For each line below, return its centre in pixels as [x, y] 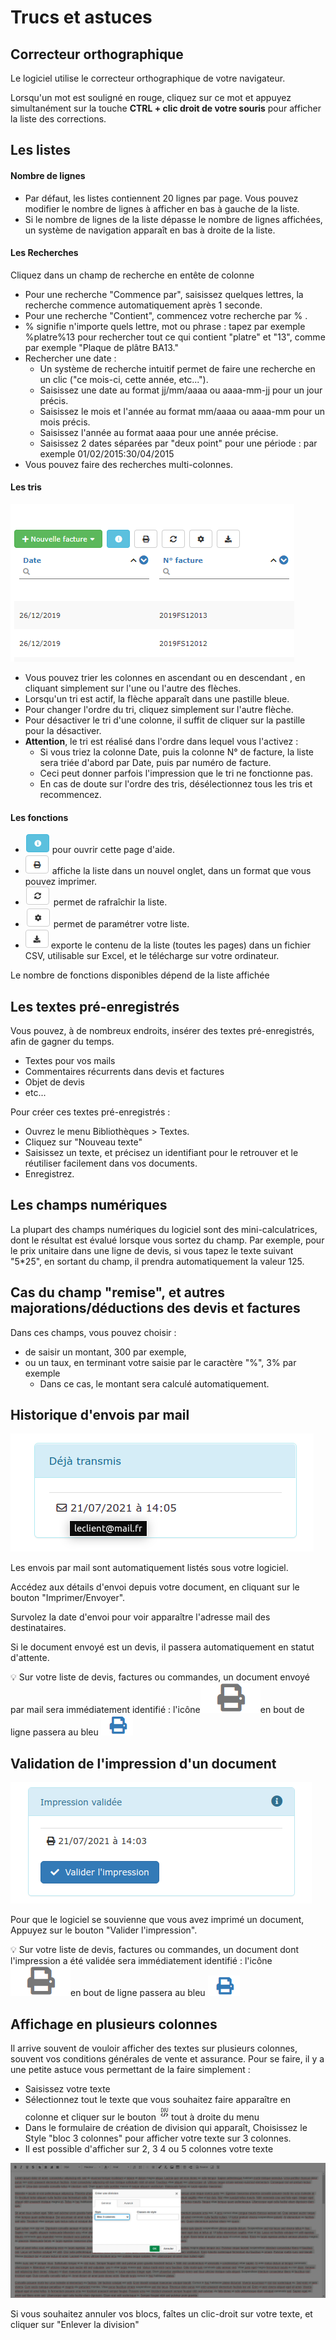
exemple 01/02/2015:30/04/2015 [107, 453]
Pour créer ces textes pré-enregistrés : [90, 1112]
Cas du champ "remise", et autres [118, 1292]
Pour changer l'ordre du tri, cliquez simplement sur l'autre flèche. [159, 709]
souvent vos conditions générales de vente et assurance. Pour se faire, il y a [167, 2059]
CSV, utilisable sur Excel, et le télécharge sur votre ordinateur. [152, 956]
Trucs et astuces [81, 17]
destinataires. [38, 1628]
